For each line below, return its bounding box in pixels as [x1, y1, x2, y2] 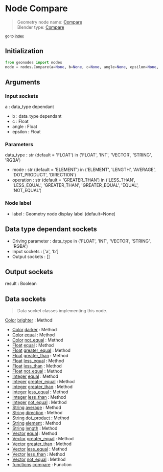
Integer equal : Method [12, 373, 59, 379]
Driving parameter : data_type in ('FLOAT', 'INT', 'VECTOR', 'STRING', [12, 238, 151, 244]
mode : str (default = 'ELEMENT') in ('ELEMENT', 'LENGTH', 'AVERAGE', [12, 167, 156, 172]
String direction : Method [12, 410, 63, 416]
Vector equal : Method [12, 430, 57, 436]
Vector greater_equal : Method [12, 436, 74, 442]
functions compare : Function [12, 462, 72, 468]
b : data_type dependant [12, 113, 62, 119]
